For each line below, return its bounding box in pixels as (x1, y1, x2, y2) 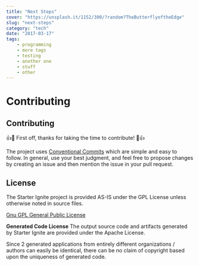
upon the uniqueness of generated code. (6, 253, 106, 261)
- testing (17, 53, 42, 59)
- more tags (17, 47, 46, 53)
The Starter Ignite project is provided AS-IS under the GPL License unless (6, 194, 187, 201)
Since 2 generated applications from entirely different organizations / (6, 241, 175, 248)
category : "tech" (6, 25, 49, 31)
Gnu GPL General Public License (6, 211, 86, 219)
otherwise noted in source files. (6, 200, 84, 207)
